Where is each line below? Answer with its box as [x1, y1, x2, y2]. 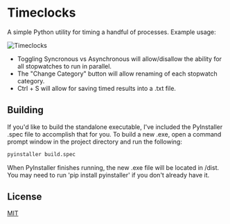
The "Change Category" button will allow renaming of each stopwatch [17, 69, 218, 78]
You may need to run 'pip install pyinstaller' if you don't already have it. [7, 171, 210, 179]
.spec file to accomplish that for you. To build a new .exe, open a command [7, 130, 222, 138]
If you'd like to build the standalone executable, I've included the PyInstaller [7, 123, 223, 131]
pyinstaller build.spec [7, 150, 76, 157]
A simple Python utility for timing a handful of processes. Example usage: [7, 28, 216, 36]
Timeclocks [7, 5, 76, 21]
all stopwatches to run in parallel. [17, 62, 112, 70]
